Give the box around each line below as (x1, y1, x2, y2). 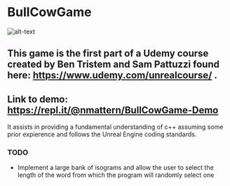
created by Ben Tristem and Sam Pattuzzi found (7, 59, 219, 71)
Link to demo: (7, 93, 68, 105)
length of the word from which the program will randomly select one (17, 171, 215, 179)
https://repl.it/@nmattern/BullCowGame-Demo (7, 104, 219, 116)
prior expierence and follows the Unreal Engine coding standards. (7, 130, 197, 138)
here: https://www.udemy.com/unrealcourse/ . (7, 69, 217, 81)
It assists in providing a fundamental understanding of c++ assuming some (7, 123, 224, 131)
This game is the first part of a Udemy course (7, 48, 209, 59)
